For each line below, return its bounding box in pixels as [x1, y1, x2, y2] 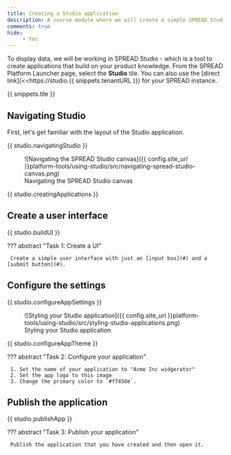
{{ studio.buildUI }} [7, 228, 60, 236]
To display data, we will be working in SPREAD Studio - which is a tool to [7, 54, 212, 63]
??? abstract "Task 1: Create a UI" [7, 242, 102, 250]
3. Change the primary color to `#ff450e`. [10, 378, 137, 385]
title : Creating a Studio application [7, 10, 118, 17]
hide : [7, 29, 23, 36]
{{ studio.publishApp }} [7, 414, 73, 423]
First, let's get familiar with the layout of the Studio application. [7, 128, 184, 136]
